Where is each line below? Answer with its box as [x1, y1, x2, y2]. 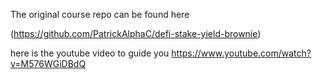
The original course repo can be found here [10, 9, 190, 20]
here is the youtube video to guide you [10, 47, 170, 59]
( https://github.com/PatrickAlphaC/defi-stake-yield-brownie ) [10, 28, 262, 39]
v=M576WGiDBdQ [10, 58, 87, 69]
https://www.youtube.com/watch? [171, 47, 312, 59]
